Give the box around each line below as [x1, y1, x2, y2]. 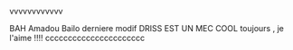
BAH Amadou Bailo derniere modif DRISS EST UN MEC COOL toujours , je [9, 23, 285, 33]
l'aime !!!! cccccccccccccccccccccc [9, 33, 146, 43]
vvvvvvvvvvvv [9, 6, 63, 16]
